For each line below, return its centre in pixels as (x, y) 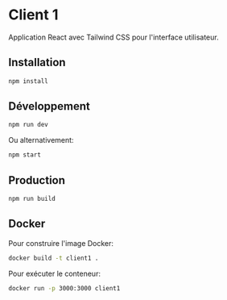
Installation (37, 62)
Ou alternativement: (41, 140)
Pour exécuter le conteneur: (54, 273)
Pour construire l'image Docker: (61, 243)
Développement (50, 106)
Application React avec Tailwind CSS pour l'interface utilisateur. (113, 37)
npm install (28, 81)
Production (37, 180)
